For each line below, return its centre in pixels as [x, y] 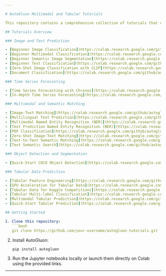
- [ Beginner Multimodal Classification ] [47, 54]
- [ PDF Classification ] [30, 131]
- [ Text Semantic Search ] [32, 145]
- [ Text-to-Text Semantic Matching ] [43, 140]
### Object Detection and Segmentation [46, 154]
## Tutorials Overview [28, 32]
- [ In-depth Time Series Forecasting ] [45, 95]
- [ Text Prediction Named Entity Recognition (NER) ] [61, 126]
